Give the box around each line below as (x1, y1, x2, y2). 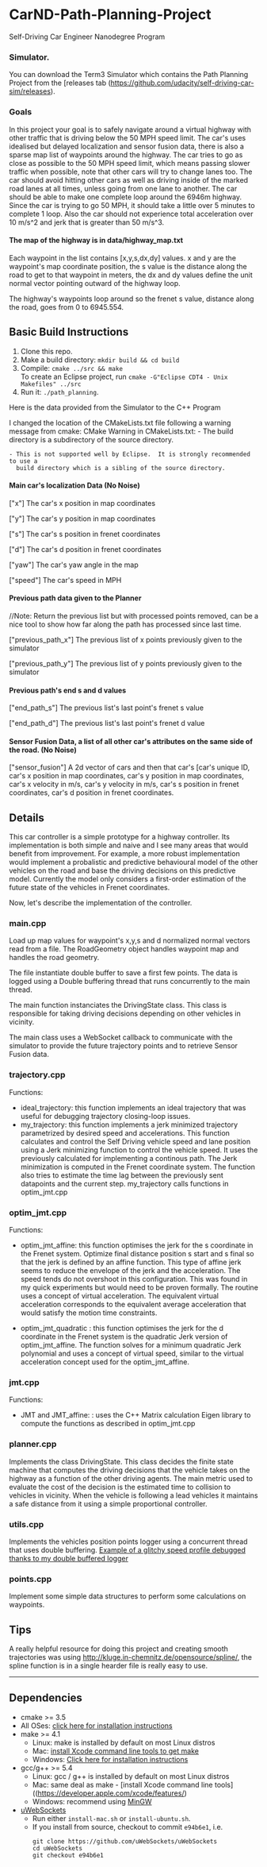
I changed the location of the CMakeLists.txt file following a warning (9, 418, 231, 427)
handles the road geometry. (9, 953, 100, 962)
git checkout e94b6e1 (32, 1851, 104, 1859)
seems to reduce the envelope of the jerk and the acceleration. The (20, 1266, 241, 1275)
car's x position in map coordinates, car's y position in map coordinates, (9, 771, 244, 781)
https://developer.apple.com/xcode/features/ (37, 1788, 185, 1798)
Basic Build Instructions (9, 326, 129, 339)
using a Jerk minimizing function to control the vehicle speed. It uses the (20, 1145, 258, 1155)
